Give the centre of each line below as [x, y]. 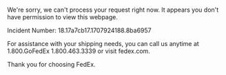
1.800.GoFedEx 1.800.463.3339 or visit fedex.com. [79, 51]
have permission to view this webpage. [63, 17]
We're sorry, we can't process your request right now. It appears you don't [113, 10]
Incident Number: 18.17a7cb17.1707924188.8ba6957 [79, 30]
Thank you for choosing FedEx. [51, 64]
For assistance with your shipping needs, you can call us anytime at [103, 44]
